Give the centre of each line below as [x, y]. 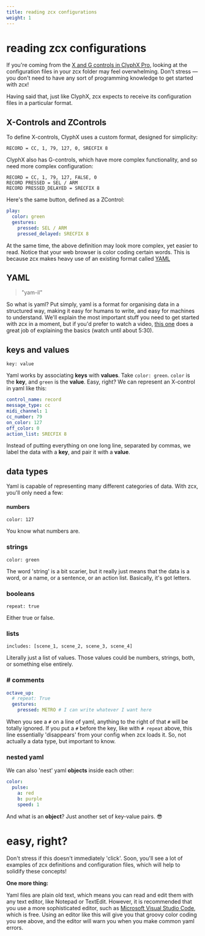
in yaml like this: [27, 389]
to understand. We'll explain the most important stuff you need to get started [103, 317]
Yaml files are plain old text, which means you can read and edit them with [100, 895]
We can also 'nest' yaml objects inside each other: [70, 770]
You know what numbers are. [43, 531]
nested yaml [25, 757]
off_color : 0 [23, 428]
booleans [20, 594]
